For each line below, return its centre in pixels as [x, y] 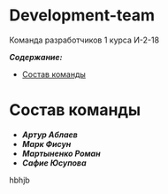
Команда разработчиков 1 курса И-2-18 [84, 40]
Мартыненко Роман [61, 153]
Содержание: [36, 57]
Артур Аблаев [50, 135]
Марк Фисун [46, 144]
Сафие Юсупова [54, 163]
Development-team [82, 16]
